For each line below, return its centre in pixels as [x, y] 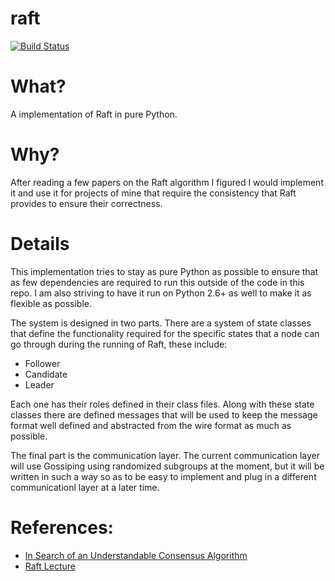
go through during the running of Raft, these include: [119, 344]
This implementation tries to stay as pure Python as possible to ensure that [164, 271]
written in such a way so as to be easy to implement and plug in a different [163, 476]
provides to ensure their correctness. [86, 203]
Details [40, 244]
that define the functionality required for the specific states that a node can [165, 333]
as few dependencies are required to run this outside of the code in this [157, 282]
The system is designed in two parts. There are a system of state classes [161, 323]
